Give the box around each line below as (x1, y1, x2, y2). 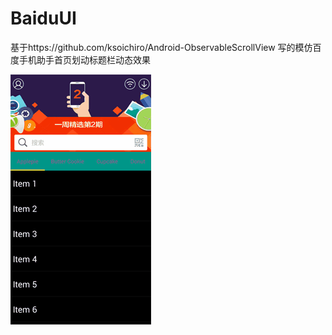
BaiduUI (10, 7, 77, 30)
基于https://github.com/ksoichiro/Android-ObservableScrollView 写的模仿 (10, 41, 313, 53)
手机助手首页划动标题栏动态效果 (18, 53, 151, 66)
